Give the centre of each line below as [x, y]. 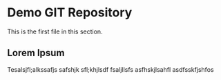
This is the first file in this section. [55, 31]
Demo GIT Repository [70, 13]
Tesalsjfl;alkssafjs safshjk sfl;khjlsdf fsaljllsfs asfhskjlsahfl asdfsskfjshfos [110, 69]
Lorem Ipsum [36, 53]
